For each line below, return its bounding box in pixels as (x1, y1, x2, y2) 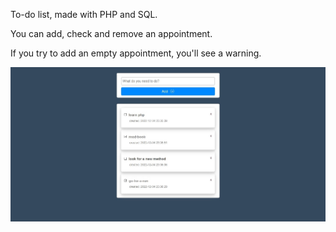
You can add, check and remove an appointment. (10, 28, 213, 39)
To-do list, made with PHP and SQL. (10, 9, 158, 20)
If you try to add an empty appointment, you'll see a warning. (10, 47, 262, 59)
